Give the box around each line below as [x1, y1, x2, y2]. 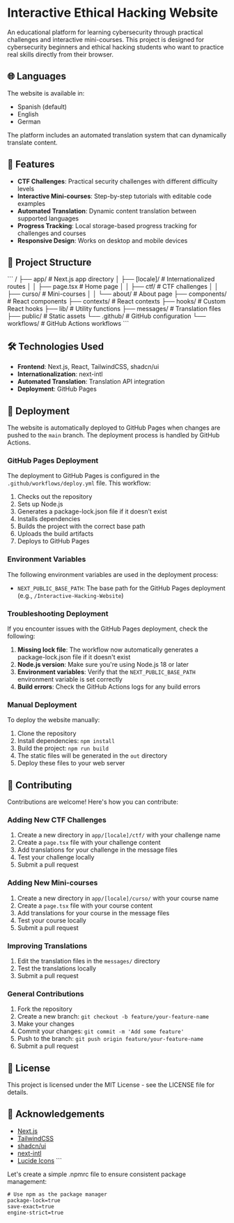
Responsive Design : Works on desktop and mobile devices [17, 236, 188, 245]
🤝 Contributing [7, 779, 72, 791]
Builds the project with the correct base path [17, 522, 146, 531]
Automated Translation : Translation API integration [17, 377, 165, 386]
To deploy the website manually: [7, 716, 100, 724]
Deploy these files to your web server [17, 759, 125, 767]
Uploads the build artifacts [17, 530, 94, 538]
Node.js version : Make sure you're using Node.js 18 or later [17, 660, 189, 668]
